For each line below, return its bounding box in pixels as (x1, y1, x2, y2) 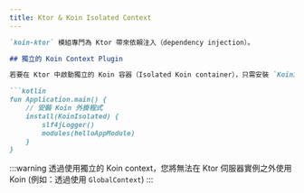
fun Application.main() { (9, 96, 107, 105)
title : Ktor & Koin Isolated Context (9, 13, 152, 23)
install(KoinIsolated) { (25, 112, 119, 121)
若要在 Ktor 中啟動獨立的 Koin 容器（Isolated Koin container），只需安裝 (9, 70, 270, 79)
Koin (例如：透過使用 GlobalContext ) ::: (9, 174, 154, 185)
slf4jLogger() (42, 120, 95, 129)
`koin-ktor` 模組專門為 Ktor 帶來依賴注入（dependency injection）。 (9, 38, 255, 47)
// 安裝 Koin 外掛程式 (25, 104, 103, 113)
